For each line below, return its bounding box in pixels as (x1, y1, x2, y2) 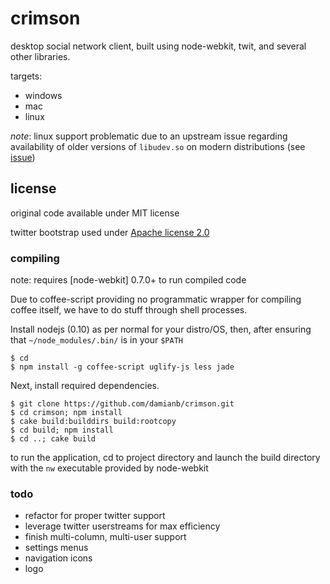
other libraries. (10, 50, 71, 62)
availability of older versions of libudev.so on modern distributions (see (10, 140, 306, 152)
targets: (10, 70, 43, 82)
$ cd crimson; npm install (10, 408, 123, 418)
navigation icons (24, 552, 93, 564)
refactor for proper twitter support (24, 510, 166, 522)
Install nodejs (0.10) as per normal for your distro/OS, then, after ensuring (10, 323, 312, 336)
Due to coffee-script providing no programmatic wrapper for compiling (10, 293, 302, 306)
